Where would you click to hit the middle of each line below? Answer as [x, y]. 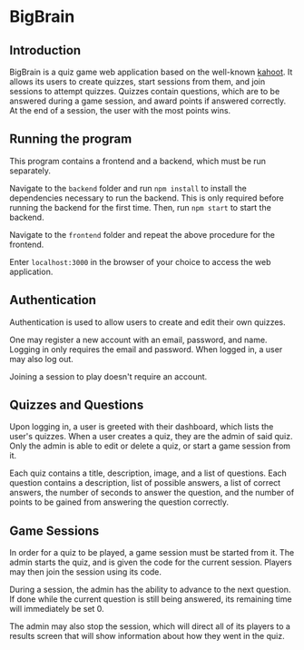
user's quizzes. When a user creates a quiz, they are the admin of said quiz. [151, 437]
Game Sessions [54, 531]
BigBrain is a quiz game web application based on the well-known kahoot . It [151, 72]
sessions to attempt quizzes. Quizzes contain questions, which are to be [145, 91]
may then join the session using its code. [85, 572]
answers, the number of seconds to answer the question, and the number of [152, 493]
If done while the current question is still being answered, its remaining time [151, 599]
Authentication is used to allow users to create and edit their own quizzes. [147, 322]
